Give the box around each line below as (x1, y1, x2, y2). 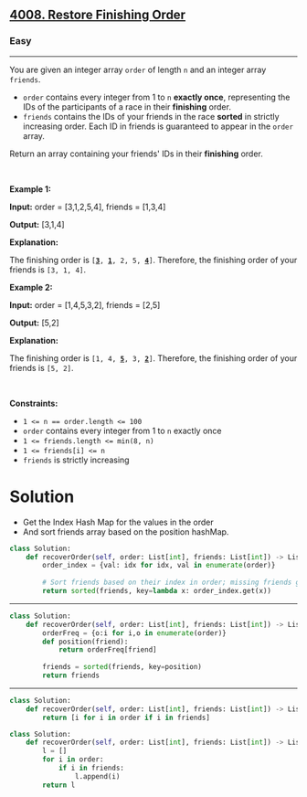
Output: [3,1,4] (9, 218, 66, 229)
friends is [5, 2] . (9, 362, 75, 373)
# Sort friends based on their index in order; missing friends (42, 578, 292, 588)
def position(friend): (42, 637, 129, 646)
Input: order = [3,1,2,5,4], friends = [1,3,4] (9, 201, 166, 212)
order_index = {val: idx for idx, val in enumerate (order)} (42, 561, 276, 570)
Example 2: (9, 282, 53, 292)
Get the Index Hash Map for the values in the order (22, 516, 214, 527)
